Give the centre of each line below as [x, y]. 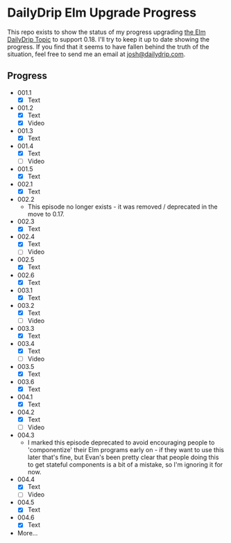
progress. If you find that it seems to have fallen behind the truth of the [108, 46]
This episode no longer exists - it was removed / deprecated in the [122, 207]
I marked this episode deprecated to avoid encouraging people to [121, 442]
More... [27, 533]
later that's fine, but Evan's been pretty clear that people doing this [123, 457]
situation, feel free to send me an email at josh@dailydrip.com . [96, 54]
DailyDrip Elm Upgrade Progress [102, 13]
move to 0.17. [46, 214]
